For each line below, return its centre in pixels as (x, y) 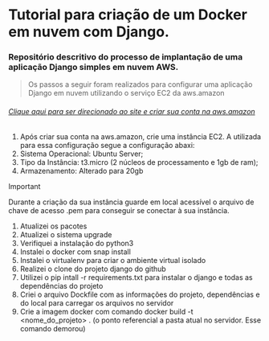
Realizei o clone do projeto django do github (93, 269)
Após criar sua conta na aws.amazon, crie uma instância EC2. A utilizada (141, 136)
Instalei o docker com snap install (75, 252)
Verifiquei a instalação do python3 (77, 243)
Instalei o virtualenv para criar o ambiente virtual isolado (113, 260)
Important (24, 186)
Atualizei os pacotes (53, 226)
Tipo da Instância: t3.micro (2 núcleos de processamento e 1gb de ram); (139, 162)
